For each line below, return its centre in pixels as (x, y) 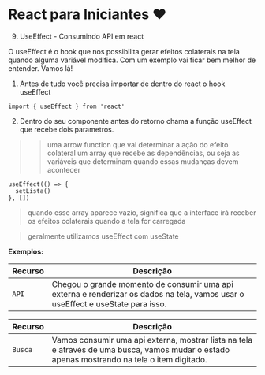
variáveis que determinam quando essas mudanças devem (143, 161)
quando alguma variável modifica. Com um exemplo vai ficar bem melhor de (132, 60)
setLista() (33, 191)
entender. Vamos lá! (41, 68)
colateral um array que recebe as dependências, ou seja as (143, 153)
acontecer (64, 169)
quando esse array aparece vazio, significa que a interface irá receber (142, 212)
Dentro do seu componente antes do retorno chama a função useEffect (136, 121)
